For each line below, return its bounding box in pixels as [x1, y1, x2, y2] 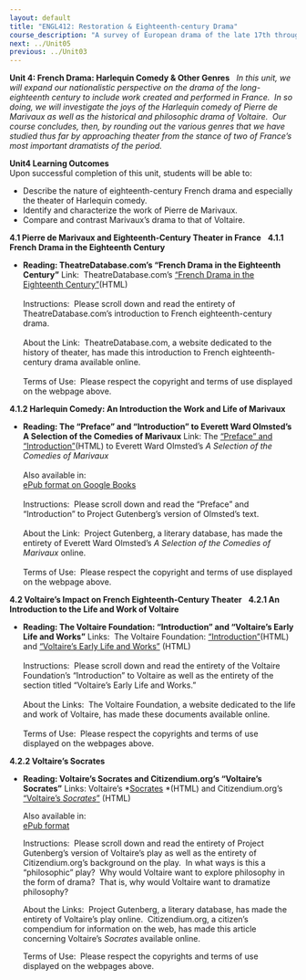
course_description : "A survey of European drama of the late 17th [9, 30, 271, 39]
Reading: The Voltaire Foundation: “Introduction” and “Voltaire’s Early [22, 622, 294, 633]
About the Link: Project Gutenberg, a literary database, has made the [22, 528, 283, 539]
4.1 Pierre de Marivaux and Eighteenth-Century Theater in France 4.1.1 [9, 232, 284, 243]
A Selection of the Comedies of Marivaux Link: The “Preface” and [22, 431, 273, 442]
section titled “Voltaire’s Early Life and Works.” [22, 680, 197, 690]
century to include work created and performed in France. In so [51, 92, 293, 103]
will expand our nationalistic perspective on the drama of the [9, 82, 239, 93]
